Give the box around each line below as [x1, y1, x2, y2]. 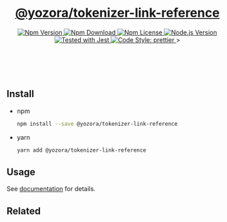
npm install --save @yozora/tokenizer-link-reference [16, 120, 178, 127]
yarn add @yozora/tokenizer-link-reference [16, 146, 147, 154]
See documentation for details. [6, 185, 96, 193]
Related [6, 205, 41, 217]
